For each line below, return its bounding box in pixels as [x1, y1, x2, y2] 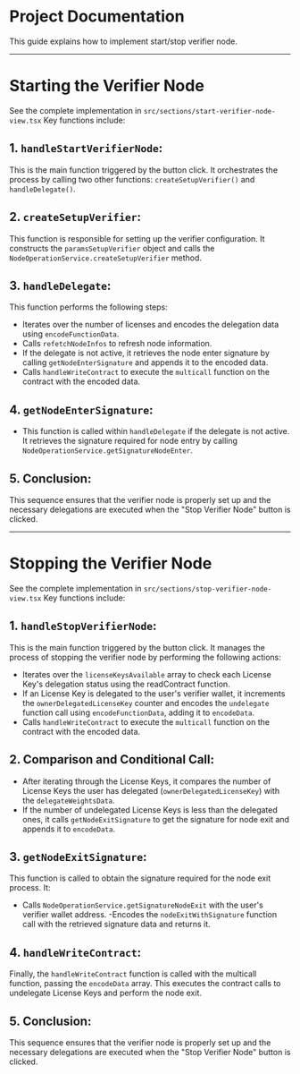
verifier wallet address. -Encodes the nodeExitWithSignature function [21, 909, 278, 920]
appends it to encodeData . [21, 823, 116, 834]
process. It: [9, 882, 51, 893]
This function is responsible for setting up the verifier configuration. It [9, 233, 265, 243]
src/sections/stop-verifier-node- [143, 584, 272, 593]
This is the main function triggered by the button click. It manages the [9, 642, 265, 652]
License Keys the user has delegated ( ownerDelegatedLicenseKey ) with [21, 785, 279, 796]
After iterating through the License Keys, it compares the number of [21, 776, 271, 787]
